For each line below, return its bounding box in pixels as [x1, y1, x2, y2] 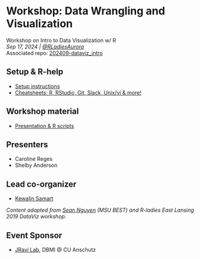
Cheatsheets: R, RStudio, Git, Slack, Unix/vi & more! [14, 89, 141, 96]
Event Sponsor [6, 230, 63, 240]
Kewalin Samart [14, 195, 54, 202]
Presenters [6, 139, 48, 150]
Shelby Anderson [14, 162, 58, 169]
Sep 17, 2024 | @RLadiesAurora [6, 43, 85, 50]
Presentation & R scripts [14, 122, 75, 129]
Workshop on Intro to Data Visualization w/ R [6, 36, 116, 44]
